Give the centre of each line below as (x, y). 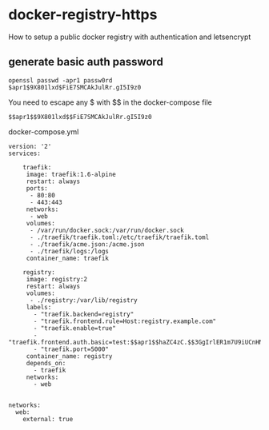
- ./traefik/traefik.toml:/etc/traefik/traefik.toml (119, 237)
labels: (39, 307)
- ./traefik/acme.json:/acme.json (87, 244)
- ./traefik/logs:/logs (69, 251)
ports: (37, 188)
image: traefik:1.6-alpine (71, 174)
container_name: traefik (68, 258)
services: (25, 153)
